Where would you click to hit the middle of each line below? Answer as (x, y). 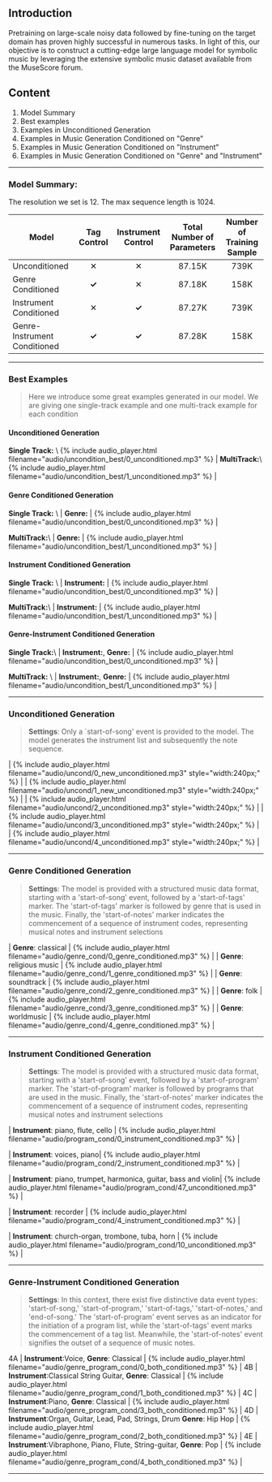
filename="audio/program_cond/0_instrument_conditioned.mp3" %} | (124, 1139)
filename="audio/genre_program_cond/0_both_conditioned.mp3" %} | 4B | (133, 1368)
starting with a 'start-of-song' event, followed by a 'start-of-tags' (136, 897)
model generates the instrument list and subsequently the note (133, 740)
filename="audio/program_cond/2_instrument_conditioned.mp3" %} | (124, 1163)
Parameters (193, 247)
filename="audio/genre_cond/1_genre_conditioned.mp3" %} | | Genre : (125, 973)
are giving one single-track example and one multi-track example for (142, 406)
